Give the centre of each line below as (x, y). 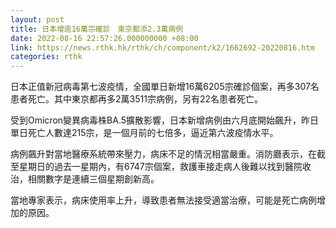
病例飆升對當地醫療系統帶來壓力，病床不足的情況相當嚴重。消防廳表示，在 (163, 154)
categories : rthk (46, 57)
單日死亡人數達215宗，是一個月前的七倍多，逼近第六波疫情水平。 (144, 133)
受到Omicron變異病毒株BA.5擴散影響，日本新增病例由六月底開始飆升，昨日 (165, 120)
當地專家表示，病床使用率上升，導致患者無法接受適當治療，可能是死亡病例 (163, 200)
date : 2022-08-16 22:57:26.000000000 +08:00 (104, 38)
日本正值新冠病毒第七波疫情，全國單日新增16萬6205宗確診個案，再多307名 (165, 87)
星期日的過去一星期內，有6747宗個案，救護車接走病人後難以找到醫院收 (165, 167)
